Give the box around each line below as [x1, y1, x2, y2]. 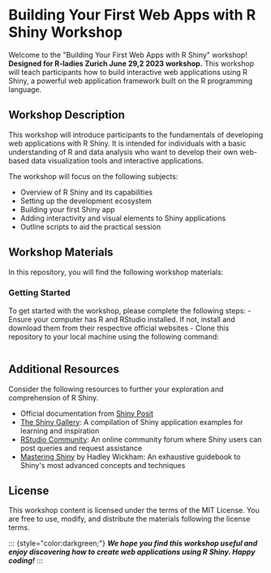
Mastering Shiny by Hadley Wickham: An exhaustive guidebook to [19, 452, 241, 461]
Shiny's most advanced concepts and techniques [19, 460, 186, 470]
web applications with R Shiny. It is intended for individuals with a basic [8, 138, 247, 148]
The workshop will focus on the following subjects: [8, 171, 179, 181]
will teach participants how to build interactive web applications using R [8, 67, 247, 77]
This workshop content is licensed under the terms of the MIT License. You [8, 505, 260, 515]
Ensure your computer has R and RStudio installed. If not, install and [8, 314, 235, 324]
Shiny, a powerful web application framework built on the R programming [8, 76, 253, 85]
